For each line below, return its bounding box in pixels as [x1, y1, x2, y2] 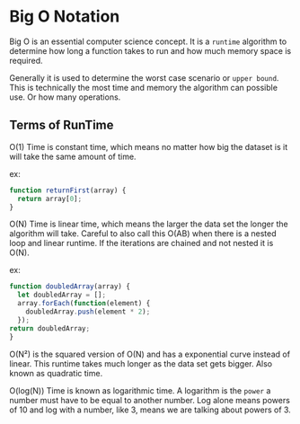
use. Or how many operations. [9, 92, 121, 102]
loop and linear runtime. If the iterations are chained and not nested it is [9, 238, 274, 249]
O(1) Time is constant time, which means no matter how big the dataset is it [9, 141, 288, 152]
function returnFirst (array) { [9, 186, 127, 195]
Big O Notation [9, 6, 120, 27]
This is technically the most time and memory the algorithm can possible [9, 82, 278, 93]
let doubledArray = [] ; [17, 290, 106, 300]
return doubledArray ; [9, 323, 91, 333]
